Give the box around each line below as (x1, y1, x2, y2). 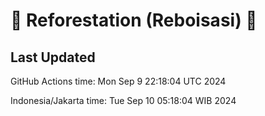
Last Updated (10, 49, 96, 66)
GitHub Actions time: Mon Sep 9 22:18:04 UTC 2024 (10, 75, 227, 87)
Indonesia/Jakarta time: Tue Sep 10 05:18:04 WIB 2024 (10, 95, 237, 106)
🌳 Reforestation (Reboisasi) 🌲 (10, 9, 258, 32)
